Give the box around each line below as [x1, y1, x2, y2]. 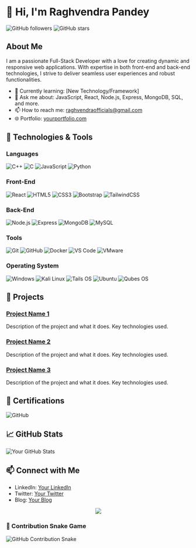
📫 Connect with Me [6, 465, 80, 475]
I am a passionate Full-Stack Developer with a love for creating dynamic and [6, 57, 190, 64]
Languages [6, 150, 39, 158]
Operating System [6, 262, 59, 270]
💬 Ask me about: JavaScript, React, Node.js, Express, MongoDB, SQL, [14, 93, 183, 100]
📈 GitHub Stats [6, 429, 63, 439]
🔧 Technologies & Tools [6, 132, 93, 143]
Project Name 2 [6, 337, 51, 346]
